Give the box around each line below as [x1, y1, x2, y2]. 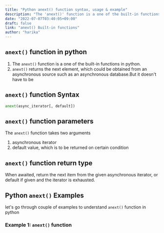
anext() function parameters [5, 117, 94, 125]
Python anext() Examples [5, 191, 84, 199]
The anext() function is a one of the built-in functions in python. [12, 61, 141, 66]
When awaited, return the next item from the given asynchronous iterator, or [5, 172, 158, 178]
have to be [12, 76, 34, 82]
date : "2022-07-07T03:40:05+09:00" [5, 16, 78, 21]
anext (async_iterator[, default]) [5, 104, 76, 108]
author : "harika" [5, 30, 41, 35]
